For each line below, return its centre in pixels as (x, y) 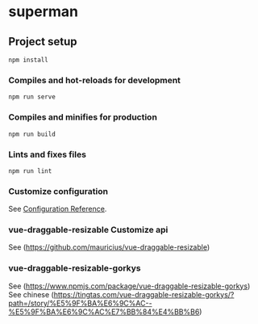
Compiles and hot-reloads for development (95, 80)
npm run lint (30, 171)
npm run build (32, 134)
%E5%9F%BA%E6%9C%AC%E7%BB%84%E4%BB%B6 (104, 311)
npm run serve (32, 97)
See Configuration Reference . (58, 209)
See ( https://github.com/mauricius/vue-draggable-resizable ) (109, 247)
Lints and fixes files (48, 154)
